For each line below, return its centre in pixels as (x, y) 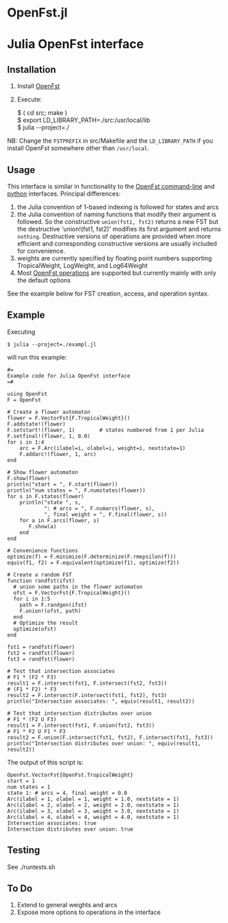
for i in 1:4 (26, 442)
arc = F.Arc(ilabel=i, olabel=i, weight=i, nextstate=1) (103, 448)
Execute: (30, 100)
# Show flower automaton (43, 472)
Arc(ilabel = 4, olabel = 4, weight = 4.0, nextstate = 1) (93, 817)
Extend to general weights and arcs (67, 905)
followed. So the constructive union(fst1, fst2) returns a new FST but (117, 221)
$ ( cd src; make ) (42, 113)
